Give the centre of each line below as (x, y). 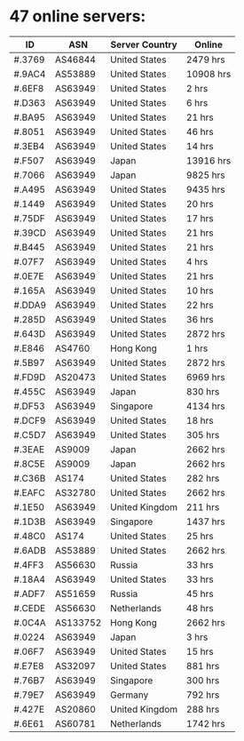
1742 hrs (205, 723)
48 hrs (200, 608)
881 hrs (203, 665)
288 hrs (203, 709)
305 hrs (203, 434)
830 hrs (203, 391)
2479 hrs (205, 60)
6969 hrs (205, 377)
